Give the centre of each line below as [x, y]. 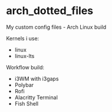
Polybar [24, 85]
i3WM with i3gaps [37, 79]
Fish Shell [27, 103]
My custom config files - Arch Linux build [56, 27]
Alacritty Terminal [36, 97]
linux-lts [24, 56]
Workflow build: [25, 67]
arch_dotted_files [50, 11]
